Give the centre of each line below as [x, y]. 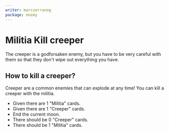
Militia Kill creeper [45, 40]
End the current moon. [36, 114]
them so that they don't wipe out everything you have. [62, 60]
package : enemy [21, 15]
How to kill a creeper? [40, 75]
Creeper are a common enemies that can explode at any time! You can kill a [85, 88]
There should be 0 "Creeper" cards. [50, 120]
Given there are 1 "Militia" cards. [46, 103]
